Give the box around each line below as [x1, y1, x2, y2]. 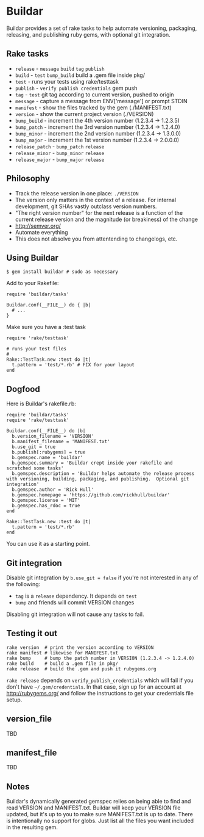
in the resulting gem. [6, 824, 58, 831]
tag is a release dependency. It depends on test [15, 592, 137, 600]
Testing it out [6, 628, 58, 639]
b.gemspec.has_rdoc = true [12, 502, 80, 509]
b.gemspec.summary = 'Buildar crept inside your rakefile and [12, 460, 173, 466]
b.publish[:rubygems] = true [12, 449, 86, 455]
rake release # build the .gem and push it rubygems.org [6, 665, 157, 672]
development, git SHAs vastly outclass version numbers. [15, 203, 157, 210]
